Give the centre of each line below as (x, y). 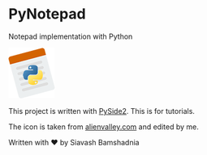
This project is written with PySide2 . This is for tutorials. (101, 111)
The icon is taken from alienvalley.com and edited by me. (103, 127)
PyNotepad (47, 14)
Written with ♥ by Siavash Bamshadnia (74, 142)
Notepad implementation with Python (71, 36)
